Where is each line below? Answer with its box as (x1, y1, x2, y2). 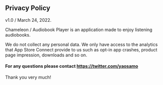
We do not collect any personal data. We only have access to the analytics (5, 42, 158, 47)
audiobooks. (5, 32, 31, 38)
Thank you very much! (5, 74, 51, 81)
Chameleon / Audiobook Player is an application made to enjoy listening (5, 27, 153, 33)
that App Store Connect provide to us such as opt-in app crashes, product (5, 46, 158, 52)
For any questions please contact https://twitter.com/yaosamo (5, 63, 139, 69)
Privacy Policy (5, 4, 51, 12)
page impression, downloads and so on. (5, 52, 87, 58)
